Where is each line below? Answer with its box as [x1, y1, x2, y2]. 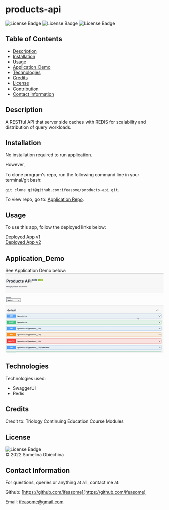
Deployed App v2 [5, 239, 41, 245]
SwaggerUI [12, 385, 36, 391]
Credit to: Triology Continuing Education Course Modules [5, 418, 124, 424]
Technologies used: [5, 375, 46, 381]
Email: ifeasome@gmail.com [5, 499, 64, 505]
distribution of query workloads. [5, 124, 72, 130]
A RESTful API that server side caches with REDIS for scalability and [5, 119, 146, 125]
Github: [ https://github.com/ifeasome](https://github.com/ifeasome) [5, 489, 146, 495]
